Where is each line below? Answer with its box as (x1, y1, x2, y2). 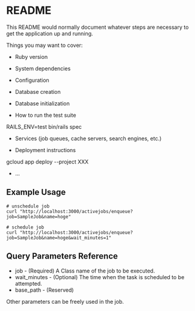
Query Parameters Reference (6, 251, 119, 262)
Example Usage (6, 187, 66, 197)
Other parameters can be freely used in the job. (6, 298, 125, 305)
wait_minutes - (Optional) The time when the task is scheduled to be (14, 273, 185, 280)
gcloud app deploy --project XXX (6, 158, 89, 165)
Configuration (14, 76, 49, 84)
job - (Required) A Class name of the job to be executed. (14, 267, 155, 274)
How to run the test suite (14, 111, 76, 119)
